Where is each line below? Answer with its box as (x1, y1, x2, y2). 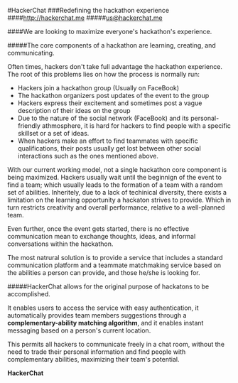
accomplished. (7, 290, 51, 298)
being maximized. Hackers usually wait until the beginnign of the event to (7, 173, 222, 181)
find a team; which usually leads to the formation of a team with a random (7, 180, 223, 189)
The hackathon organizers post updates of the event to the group (17, 92, 210, 99)
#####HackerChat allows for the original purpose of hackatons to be (7, 282, 210, 291)
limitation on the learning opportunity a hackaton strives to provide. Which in (7, 195, 232, 204)
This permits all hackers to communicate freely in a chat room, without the (7, 340, 225, 348)
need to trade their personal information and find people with (7, 347, 186, 356)
